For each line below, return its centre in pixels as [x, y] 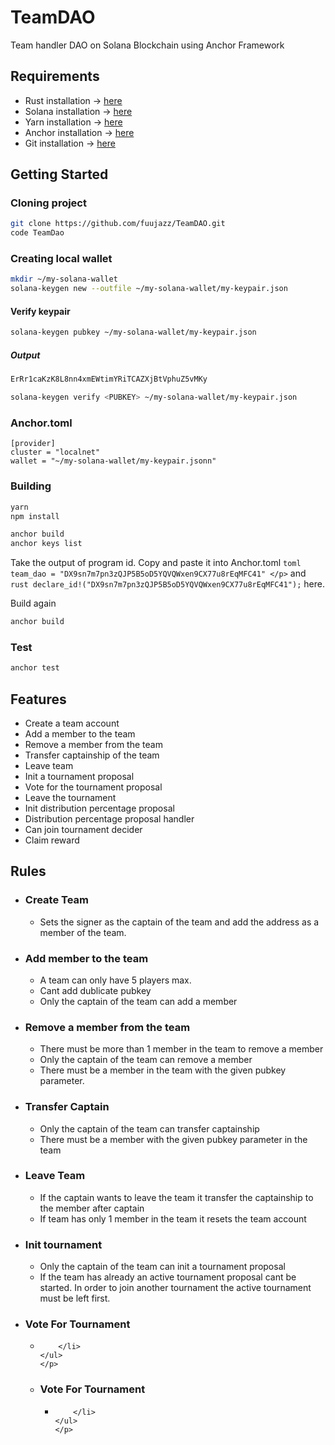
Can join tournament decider [83, 829]
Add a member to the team [80, 733]
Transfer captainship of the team [92, 755]
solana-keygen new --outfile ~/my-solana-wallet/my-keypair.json [149, 289]
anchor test [35, 668]
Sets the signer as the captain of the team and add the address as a [179, 922]
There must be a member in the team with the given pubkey [163, 1070]
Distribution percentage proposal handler [109, 818]
